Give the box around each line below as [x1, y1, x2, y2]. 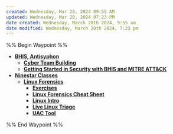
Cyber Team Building [23, 59, 77, 66]
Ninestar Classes [14, 72, 58, 79]
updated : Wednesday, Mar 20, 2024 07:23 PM [6, 14, 115, 20]
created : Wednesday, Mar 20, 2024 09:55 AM [6, 8, 115, 15]
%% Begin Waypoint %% [6, 42, 68, 49]
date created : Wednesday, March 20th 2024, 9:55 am [6, 20, 136, 25]
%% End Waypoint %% [6, 121, 63, 128]
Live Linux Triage [32, 103, 76, 110]
